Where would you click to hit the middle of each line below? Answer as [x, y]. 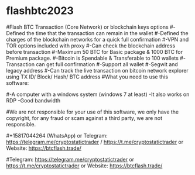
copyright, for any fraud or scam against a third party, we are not [84, 118]
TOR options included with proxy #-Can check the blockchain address [91, 46]
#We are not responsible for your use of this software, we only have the [93, 112]
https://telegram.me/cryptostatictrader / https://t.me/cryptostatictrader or [95, 142]
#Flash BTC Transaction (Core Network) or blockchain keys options [87, 27]
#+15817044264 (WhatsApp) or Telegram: [57, 135]
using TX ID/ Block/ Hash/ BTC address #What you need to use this [87, 77]
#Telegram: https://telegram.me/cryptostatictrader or [70, 159]
